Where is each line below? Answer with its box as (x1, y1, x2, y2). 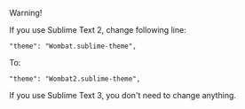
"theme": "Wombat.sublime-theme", (9, 42, 138, 51)
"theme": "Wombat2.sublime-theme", (9, 74, 141, 83)
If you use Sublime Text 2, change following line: (9, 25, 186, 35)
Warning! (9, 8, 43, 18)
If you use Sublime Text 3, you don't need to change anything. (9, 90, 237, 100)
